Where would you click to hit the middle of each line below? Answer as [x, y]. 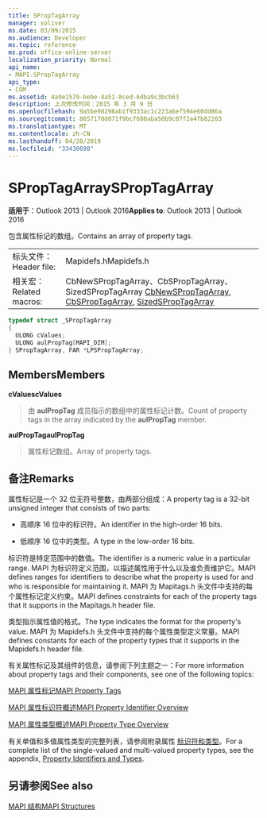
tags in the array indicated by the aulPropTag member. [117, 419]
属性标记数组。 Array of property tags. [90, 451]
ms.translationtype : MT [48, 126]
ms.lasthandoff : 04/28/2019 [55, 141]
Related [27, 292]
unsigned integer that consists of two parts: [79, 508]
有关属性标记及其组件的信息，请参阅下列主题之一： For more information [126, 666]
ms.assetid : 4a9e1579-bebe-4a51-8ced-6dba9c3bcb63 [94, 97]
